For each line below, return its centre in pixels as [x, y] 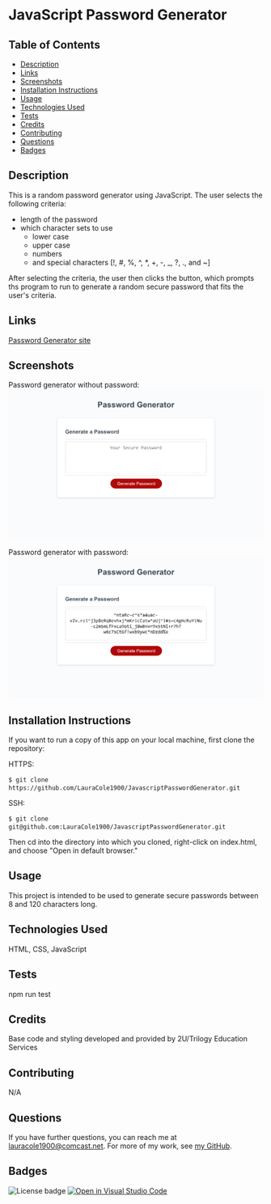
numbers [47, 253]
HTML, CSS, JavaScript [48, 949]
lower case [51, 236]
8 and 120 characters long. [53, 904]
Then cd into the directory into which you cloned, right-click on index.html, [133, 842]
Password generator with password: [69, 553]
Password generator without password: [74, 385]
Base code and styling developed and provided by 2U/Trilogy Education [128, 1039]
